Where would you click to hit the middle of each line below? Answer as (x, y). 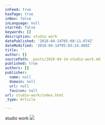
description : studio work (31, 37)
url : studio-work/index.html (34, 95)
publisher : (16, 73)
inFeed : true (18, 9)
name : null (20, 77)
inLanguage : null (22, 23)
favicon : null (23, 91)
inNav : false (18, 18)
